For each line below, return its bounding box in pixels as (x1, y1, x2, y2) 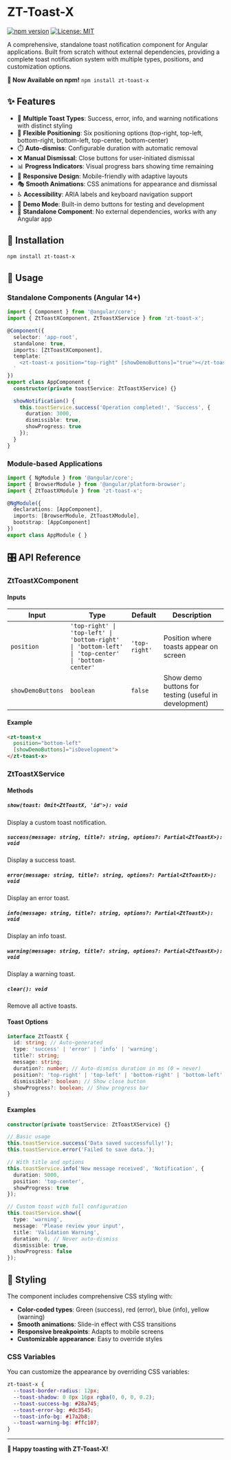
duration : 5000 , (13, 1171, 60, 1178)
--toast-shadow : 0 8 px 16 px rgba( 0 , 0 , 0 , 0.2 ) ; (13, 1394, 155, 1401)
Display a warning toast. (7, 970, 76, 978)
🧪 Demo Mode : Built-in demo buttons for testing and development (16, 199, 205, 208)
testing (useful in (163, 690, 218, 700)
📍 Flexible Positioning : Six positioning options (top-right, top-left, (16, 128, 203, 137)
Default (131, 610, 157, 620)
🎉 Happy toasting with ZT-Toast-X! (7, 1445, 109, 1453)
